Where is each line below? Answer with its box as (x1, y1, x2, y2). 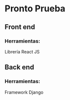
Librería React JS (4, 49, 40, 54)
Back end (4, 63, 34, 72)
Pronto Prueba (4, 3, 66, 14)
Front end (4, 23, 35, 31)
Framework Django (4, 89, 44, 95)
